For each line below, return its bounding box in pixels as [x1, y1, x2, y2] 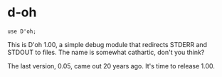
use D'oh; [7, 28, 37, 35]
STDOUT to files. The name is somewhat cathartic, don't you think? [7, 48, 205, 56]
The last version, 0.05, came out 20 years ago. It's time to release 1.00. [7, 61, 216, 70]
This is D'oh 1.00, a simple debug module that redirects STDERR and [7, 40, 208, 48]
